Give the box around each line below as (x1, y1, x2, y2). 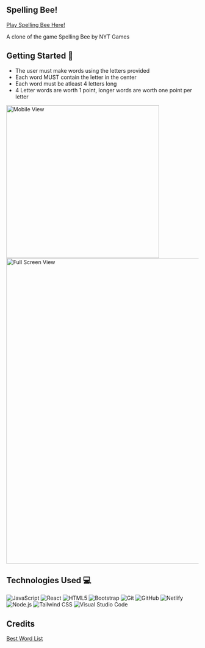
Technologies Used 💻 (6, 575, 92, 586)
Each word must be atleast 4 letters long (15, 79, 117, 87)
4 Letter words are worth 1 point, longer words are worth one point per (15, 86, 192, 94)
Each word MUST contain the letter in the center (15, 73, 137, 81)
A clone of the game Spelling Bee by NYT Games (6, 33, 130, 40)
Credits (6, 619, 35, 629)
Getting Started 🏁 (6, 51, 74, 61)
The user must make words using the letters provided (15, 67, 150, 74)
